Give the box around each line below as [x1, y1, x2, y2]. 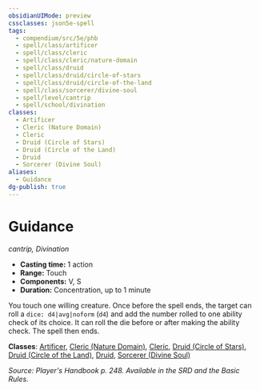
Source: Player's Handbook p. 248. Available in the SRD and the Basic [8, 365, 240, 375]
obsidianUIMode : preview [8, 11, 91, 20]
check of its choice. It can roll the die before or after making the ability [8, 317, 240, 327]
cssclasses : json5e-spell [8, 19, 94, 27]
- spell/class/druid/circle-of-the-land [15, 78, 152, 86]
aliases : [8, 168, 38, 176]
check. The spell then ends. [8, 326, 100, 336]
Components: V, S [19, 276, 82, 286]
